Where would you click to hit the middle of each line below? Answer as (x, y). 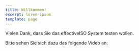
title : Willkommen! (26, 10)
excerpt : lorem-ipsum (28, 14)
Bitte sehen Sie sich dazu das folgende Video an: (57, 43)
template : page (21, 19)
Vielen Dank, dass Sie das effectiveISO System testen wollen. (69, 33)
